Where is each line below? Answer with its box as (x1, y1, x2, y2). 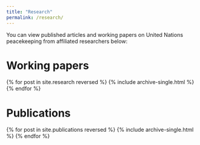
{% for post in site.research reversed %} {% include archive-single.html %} (6, 79, 195, 86)
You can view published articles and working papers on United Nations (6, 31, 184, 38)
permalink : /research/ (6, 14, 64, 21)
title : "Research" (6, 8, 53, 15)
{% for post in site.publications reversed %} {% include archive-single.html (6, 126, 194, 134)
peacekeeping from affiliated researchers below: (6, 37, 128, 45)
